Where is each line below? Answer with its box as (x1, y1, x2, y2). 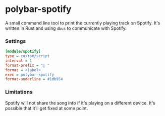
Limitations (5, 89, 33, 96)
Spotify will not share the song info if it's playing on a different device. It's (5, 100, 156, 106)
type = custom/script (5, 54, 50, 59)
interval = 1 (5, 58, 32, 63)
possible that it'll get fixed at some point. (5, 105, 88, 111)
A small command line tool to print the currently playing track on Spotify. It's (5, 20, 161, 26)
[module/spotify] (5, 49, 41, 54)
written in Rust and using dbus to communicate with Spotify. (5, 25, 127, 31)
